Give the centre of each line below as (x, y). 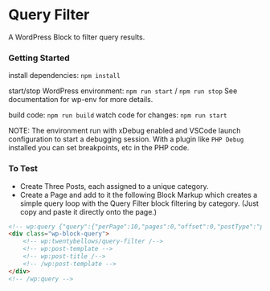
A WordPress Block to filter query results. (77, 37)
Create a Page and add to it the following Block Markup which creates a (139, 195)
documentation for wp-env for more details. (81, 100)
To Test (23, 169)
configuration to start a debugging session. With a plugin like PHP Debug (126, 139)
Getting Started (39, 58)
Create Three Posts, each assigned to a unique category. (114, 186)
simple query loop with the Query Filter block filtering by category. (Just (139, 203)
